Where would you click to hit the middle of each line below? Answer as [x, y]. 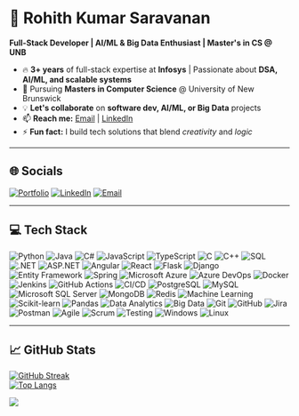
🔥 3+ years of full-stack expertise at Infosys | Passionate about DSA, [149, 69]
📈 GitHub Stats [53, 350]
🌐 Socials [36, 171]
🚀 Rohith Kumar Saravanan [110, 18]
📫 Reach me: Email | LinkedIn [77, 118]
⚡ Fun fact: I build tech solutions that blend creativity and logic [137, 132]
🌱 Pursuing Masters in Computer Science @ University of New [138, 89]
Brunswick [41, 98]
